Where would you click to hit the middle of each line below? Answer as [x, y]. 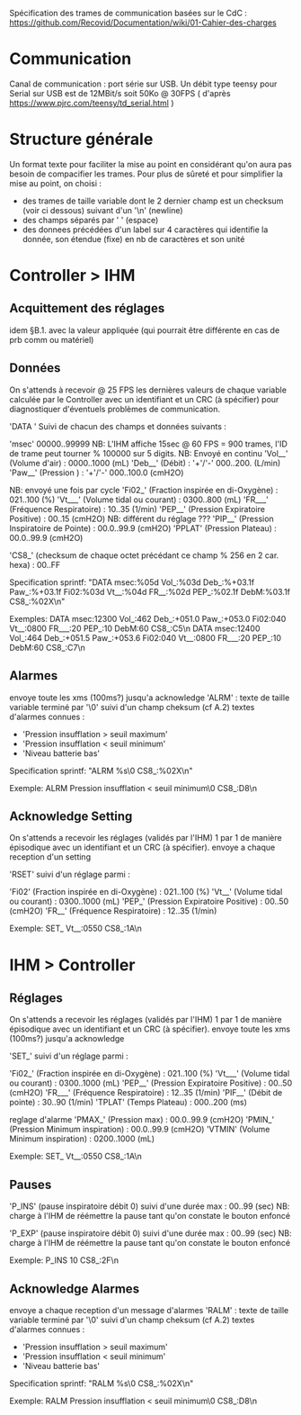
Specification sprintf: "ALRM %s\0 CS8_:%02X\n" [101, 771]
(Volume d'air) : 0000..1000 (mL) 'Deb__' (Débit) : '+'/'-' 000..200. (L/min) [145, 463]
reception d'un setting [50, 857]
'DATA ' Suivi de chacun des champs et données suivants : [118, 426]
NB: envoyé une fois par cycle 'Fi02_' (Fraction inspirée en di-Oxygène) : [144, 490]
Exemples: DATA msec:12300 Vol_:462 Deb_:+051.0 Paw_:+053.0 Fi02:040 [148, 618]
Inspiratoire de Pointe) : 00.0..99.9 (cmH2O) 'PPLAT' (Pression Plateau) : [143, 528]
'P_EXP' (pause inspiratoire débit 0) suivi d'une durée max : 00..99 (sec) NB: [150, 1233]
